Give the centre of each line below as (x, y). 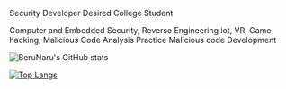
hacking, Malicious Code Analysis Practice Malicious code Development (143, 40)
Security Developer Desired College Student (91, 13)
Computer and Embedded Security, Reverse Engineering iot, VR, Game (140, 30)
